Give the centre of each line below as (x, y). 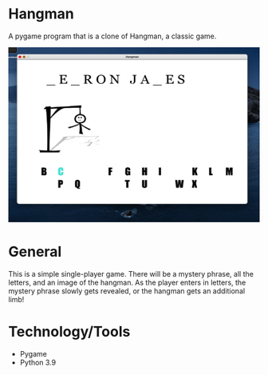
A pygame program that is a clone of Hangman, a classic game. (112, 36)
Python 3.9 (38, 362)
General (35, 252)
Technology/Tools (69, 332)
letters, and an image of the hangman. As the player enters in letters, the (127, 282)
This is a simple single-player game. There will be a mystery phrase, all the (131, 273)
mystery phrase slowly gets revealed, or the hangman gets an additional (127, 291)
